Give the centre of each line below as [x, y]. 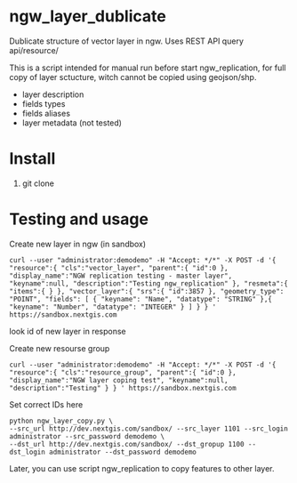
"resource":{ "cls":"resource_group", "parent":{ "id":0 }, [123, 372]
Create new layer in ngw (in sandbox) [78, 244]
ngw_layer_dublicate [88, 16]
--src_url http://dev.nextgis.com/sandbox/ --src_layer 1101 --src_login [149, 429]
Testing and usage [79, 219]
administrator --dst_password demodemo [123, 452]
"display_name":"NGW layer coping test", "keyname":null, [119, 380]
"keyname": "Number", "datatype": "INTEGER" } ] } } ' [113, 307]
